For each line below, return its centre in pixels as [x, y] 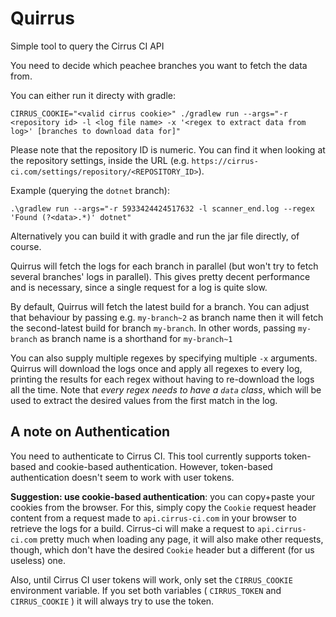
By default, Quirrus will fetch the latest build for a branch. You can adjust [160, 306]
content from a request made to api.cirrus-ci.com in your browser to [153, 518]
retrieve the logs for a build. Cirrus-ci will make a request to [132, 528]
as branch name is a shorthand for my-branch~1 [136, 338]
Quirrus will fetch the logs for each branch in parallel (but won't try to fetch [164, 266]
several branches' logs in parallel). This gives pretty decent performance [160, 276]
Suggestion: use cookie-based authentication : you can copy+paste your [162, 496]
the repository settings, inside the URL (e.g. [100, 160]
